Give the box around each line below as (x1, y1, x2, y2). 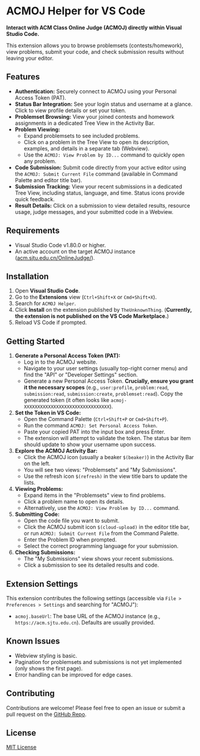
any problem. (23, 157, 57, 165)
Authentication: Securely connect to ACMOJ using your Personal (14, 88, 177, 95)
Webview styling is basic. (14, 652, 78, 659)
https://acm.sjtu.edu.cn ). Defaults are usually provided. (14, 619, 155, 626)
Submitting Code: (14, 511, 60, 518)
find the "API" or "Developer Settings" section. (23, 371, 139, 379)
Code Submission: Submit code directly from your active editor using (14, 164, 186, 171)
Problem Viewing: (14, 125, 61, 133)
